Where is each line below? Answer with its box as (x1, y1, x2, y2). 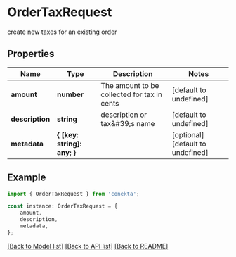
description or (100, 110, 147, 120)
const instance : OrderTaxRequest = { (7, 203, 118, 210)
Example (7, 172, 46, 184)
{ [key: (56, 130, 79, 139)
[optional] (171, 130, 204, 139)
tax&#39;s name (100, 118, 155, 128)
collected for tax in (100, 89, 163, 99)
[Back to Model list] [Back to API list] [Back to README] (7, 242, 169, 250)
